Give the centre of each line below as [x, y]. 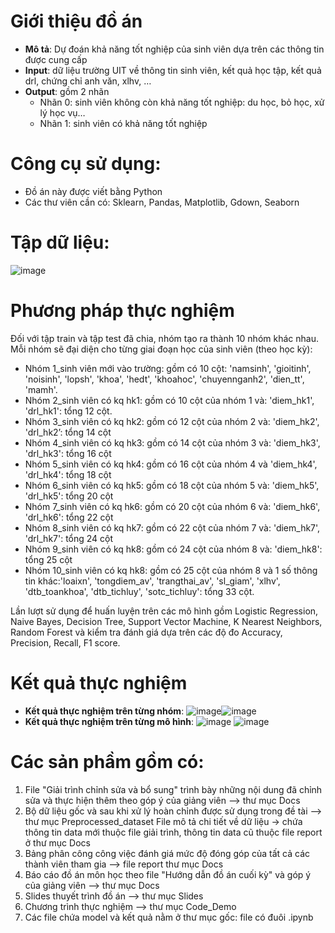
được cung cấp [56, 59]
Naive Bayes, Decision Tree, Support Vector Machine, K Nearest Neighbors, [166, 621]
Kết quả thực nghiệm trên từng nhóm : [104, 711]
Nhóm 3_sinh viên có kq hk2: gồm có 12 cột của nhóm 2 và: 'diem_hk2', [172, 421]
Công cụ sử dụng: [86, 164]
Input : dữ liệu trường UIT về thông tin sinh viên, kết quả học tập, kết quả [173, 70]
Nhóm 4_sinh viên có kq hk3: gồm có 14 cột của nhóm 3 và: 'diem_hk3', [172, 442]
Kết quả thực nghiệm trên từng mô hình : [109, 721]
